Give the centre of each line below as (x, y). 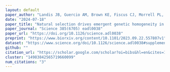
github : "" (17, 48)
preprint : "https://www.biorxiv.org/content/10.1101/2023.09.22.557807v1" (86, 39)
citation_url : (20, 52)
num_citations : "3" (26, 62)
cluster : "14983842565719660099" (40, 57)
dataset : (14, 43)
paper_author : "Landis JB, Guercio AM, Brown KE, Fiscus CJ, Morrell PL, (85, 15)
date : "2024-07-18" (26, 19)
